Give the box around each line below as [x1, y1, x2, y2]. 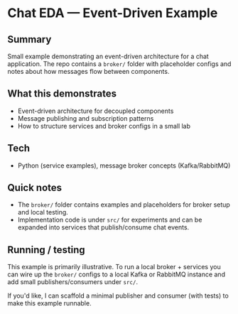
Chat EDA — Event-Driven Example [7, 5, 218, 21]
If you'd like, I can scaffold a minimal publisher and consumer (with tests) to [7, 291, 229, 300]
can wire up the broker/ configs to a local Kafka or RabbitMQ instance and [7, 270, 226, 278]
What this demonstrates [7, 87, 117, 100]
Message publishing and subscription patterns [17, 114, 154, 122]
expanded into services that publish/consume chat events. [17, 223, 190, 232]
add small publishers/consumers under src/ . [7, 278, 139, 286]
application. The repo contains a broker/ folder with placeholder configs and [7, 60, 232, 68]
